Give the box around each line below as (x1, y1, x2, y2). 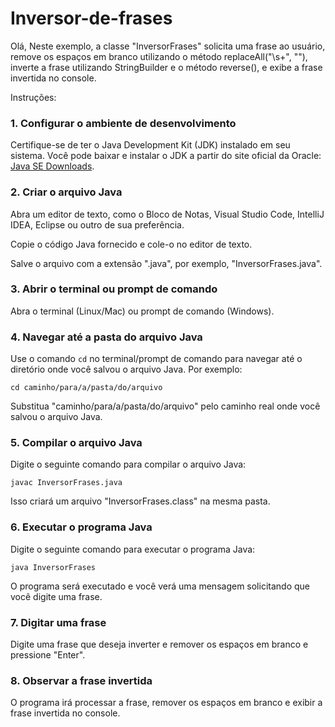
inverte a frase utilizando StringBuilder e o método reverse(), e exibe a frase (10, 61, 323, 73)
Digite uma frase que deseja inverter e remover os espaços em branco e (10, 638, 309, 651)
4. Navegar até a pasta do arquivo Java (10, 330, 203, 344)
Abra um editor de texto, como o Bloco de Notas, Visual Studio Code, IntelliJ (10, 208, 325, 220)
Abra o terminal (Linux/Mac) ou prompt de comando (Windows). (10, 305, 275, 317)
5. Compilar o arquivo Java (10, 436, 143, 450)
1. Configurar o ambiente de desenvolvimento (10, 116, 237, 130)
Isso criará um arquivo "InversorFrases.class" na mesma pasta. (10, 495, 271, 507)
